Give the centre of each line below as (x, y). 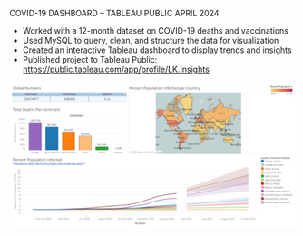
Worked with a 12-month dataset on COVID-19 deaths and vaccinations (155, 30)
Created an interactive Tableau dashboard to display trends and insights (157, 50)
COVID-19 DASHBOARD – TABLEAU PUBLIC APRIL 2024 (114, 13)
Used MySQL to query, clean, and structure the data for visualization (151, 40)
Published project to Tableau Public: (90, 59)
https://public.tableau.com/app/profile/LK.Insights (116, 69)
